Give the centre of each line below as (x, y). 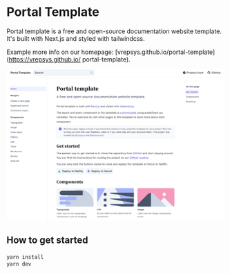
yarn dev (19, 264)
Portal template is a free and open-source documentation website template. (114, 31)
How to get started (47, 240)
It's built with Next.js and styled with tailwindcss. (76, 38)
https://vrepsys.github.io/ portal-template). (69, 59)
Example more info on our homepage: (60, 52)
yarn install (25, 257)
